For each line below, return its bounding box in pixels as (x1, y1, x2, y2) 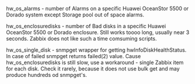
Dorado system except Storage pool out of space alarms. (6, 11, 144, 18)
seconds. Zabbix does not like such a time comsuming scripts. (6, 35, 157, 42)
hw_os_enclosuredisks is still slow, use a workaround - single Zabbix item (6, 59, 184, 66)
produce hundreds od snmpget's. (6, 72, 87, 78)
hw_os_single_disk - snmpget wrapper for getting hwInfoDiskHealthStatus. (6, 46, 187, 53)
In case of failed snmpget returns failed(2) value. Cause (6, 53, 141, 59)
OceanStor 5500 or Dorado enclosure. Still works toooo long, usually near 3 (6, 29, 190, 36)
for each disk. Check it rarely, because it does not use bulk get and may (6, 65, 180, 72)
